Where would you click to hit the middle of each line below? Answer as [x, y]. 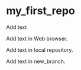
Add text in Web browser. [37, 38]
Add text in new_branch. [36, 61]
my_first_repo [41, 11]
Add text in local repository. [40, 50]
